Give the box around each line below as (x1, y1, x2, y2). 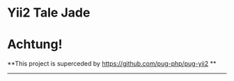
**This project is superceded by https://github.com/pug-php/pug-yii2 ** (7, 60, 217, 68)
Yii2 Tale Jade (7, 5, 91, 21)
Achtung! (7, 37, 63, 53)
